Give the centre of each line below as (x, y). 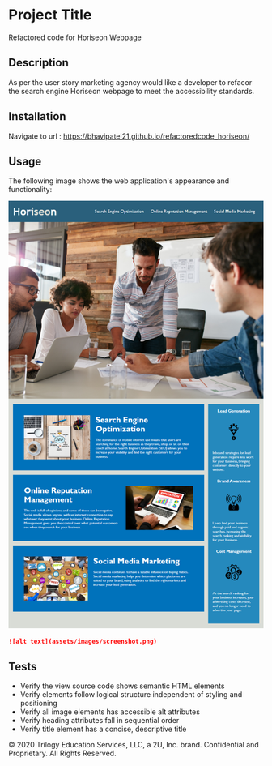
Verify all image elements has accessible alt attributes (110, 712)
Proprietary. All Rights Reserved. (62, 753)
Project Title (50, 15)
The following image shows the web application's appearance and (119, 181)
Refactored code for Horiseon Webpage (75, 37)
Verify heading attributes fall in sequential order (100, 721)
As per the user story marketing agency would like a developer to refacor (130, 82)
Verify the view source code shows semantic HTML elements (122, 686)
